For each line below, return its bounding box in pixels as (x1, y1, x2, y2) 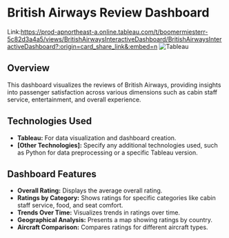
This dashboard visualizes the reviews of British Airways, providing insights (7, 81, 221, 89)
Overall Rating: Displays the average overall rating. (17, 186, 163, 195)
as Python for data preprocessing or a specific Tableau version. (17, 148, 198, 157)
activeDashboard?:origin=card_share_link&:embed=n (7, 42, 158, 50)
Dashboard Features (7, 168, 97, 180)
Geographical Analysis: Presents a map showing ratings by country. (17, 216, 212, 224)
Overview (7, 62, 50, 74)
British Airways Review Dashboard (7, 5, 210, 21)
